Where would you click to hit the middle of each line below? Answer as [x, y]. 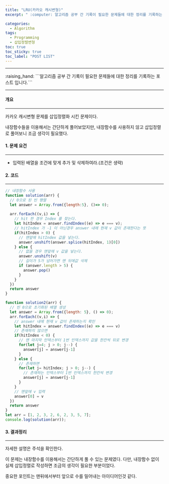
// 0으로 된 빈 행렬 [28, 200]
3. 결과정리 [16, 432]
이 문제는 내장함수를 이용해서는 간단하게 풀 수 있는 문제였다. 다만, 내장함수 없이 [82, 459]
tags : [11, 33]
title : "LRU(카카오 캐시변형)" [34, 10]
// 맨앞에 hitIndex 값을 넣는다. [49, 237]
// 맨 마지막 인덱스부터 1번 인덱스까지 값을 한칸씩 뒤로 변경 [73, 340]
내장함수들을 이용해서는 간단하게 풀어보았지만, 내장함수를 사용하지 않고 [74, 127]
